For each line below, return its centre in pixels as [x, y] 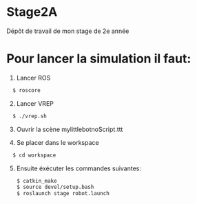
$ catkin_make [37, 181]
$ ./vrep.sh [30, 116]
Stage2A [32, 12]
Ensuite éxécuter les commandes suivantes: [79, 168]
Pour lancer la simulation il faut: [99, 59]
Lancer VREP [35, 103]
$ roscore [27, 90]
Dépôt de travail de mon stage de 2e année [68, 31]
